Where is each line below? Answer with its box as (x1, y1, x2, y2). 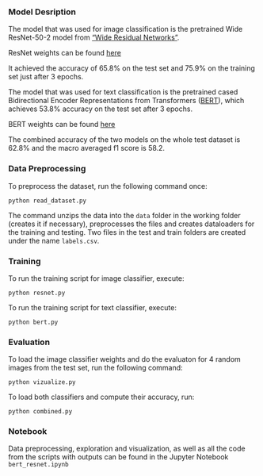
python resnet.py (8, 289, 66, 297)
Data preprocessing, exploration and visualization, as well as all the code (8, 443, 246, 454)
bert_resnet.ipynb (8, 461, 69, 469)
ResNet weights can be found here (8, 48, 121, 58)
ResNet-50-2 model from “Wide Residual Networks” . (8, 33, 180, 42)
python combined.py (8, 408, 73, 416)
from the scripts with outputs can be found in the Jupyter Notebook (8, 452, 229, 462)
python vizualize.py (8, 378, 77, 386)
